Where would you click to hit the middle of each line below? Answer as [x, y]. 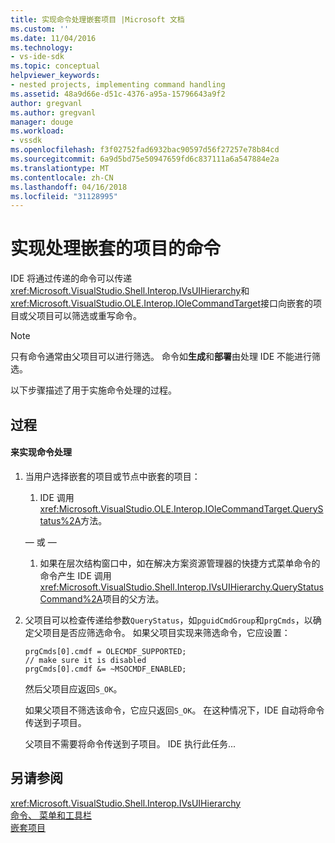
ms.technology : [42, 47]
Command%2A [71, 598]
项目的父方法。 [133, 598]
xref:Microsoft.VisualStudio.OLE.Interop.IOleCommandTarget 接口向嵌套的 [162, 303]
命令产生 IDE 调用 [75, 575]
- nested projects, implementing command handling [118, 85]
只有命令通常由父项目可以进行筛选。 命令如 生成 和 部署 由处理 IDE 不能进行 [161, 357]
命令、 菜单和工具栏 [51, 815]
